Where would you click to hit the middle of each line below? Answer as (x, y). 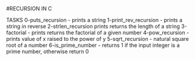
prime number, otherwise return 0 (48, 52)
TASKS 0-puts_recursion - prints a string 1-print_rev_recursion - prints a (95, 20)
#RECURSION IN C (29, 9)
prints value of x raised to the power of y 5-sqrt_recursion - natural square (97, 39)
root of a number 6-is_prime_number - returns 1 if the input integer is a (93, 45)
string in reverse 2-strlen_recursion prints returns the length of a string (93, 26)
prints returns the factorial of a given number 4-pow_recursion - (111, 33)
